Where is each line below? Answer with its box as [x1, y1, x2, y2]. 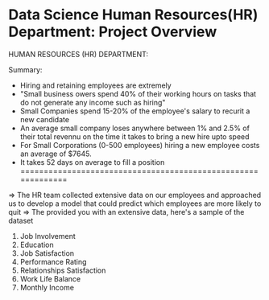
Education [19, 240, 54, 249]
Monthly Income [19, 282, 75, 292]
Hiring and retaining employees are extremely [19, 80, 172, 90]
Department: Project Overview [8, 23, 217, 41]
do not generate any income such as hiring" [19, 97, 166, 107]
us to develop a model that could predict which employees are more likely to [8, 199, 262, 208]
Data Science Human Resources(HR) [8, 6, 259, 24]
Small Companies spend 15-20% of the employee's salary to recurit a [19, 106, 250, 116]
